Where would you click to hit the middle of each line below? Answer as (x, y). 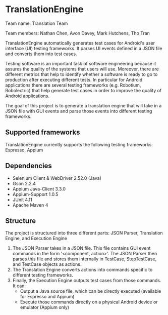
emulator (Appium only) (45, 307)
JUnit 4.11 (22, 200)
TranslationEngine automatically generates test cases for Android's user (80, 43)
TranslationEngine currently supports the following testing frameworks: (79, 144)
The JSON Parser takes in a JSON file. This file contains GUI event (81, 248)
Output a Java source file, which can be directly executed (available (91, 291)
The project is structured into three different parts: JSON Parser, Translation (84, 233)
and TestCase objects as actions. (47, 264)
